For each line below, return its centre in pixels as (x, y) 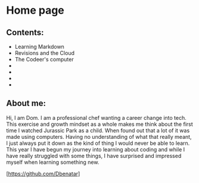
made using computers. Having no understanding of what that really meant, (99, 137)
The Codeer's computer (44, 59)
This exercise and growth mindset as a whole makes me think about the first (100, 124)
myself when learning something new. (53, 162)
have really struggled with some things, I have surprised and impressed (94, 156)
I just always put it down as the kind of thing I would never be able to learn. (98, 143)
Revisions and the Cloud (44, 53)
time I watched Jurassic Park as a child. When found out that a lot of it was (98, 130)
